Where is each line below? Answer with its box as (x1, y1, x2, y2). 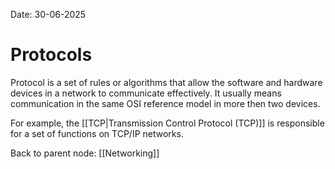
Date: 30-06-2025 (10, 9, 87, 20)
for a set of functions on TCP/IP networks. (10, 127, 184, 139)
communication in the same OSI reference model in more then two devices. (10, 97, 321, 109)
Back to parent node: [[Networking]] (10, 147, 160, 159)
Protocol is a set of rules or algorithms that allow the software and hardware (10, 76, 323, 88)
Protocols (10, 44, 93, 66)
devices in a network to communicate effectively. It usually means (10, 87, 282, 99)
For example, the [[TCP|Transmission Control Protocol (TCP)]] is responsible (10, 117, 325, 129)
